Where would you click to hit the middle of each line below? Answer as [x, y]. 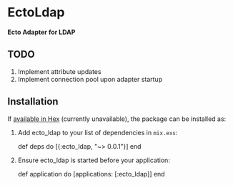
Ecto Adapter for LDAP [41, 32]
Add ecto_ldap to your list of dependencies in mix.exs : [98, 132]
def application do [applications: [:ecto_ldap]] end [91, 174]
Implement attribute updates [59, 71]
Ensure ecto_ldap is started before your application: [94, 160]
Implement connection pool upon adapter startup [90, 79]
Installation [33, 101]
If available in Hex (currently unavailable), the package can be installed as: [117, 119]
